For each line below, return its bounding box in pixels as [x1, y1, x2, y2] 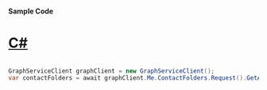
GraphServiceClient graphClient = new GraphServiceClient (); [8, 67, 215, 75]
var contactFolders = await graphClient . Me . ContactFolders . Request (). [8, 74, 247, 82]
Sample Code [8, 6, 54, 16]
